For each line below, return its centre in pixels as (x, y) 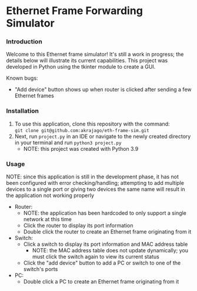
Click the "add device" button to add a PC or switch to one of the (102, 263)
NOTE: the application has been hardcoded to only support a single (105, 213)
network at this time (47, 219)
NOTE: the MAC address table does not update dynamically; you (110, 251)
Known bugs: (22, 78)
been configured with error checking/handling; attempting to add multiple (95, 183)
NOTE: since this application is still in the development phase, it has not (93, 177)
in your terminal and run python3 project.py (68, 143)
